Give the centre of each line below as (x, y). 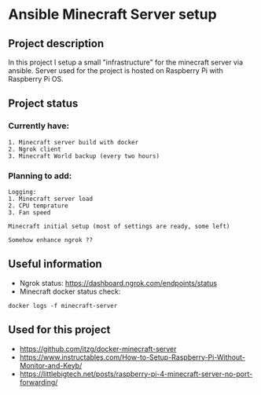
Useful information (55, 264)
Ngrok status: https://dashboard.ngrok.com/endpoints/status (118, 283)
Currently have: (39, 126)
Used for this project (59, 330)
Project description (56, 44)
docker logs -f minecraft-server (63, 305)
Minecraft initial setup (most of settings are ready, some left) (119, 226)
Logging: (22, 192)
